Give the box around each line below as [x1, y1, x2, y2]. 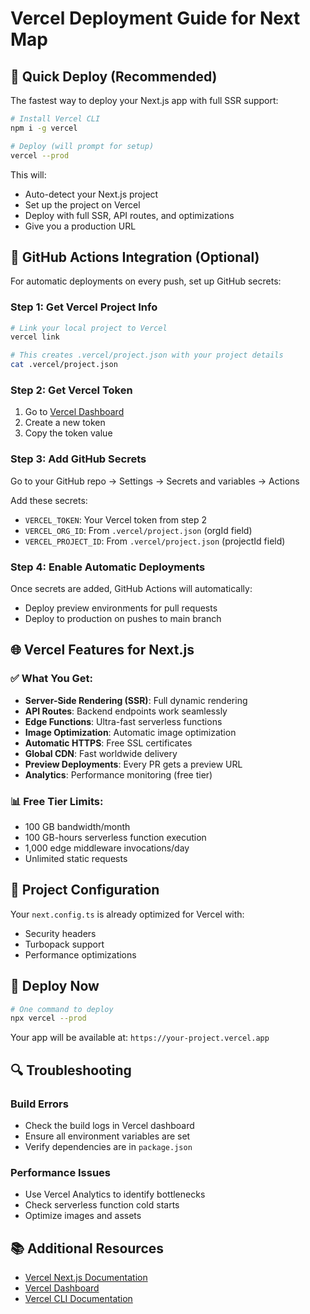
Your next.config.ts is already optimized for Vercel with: [10, 908, 245, 920]
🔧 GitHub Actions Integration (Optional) [10, 248, 260, 266]
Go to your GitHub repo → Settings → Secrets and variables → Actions [10, 475, 300, 487]
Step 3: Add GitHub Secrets [10, 452, 147, 466]
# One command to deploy [10, 1004, 114, 1014]
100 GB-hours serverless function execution [24, 831, 207, 843]
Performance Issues [10, 1165, 112, 1179]
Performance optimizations [24, 948, 137, 961]
